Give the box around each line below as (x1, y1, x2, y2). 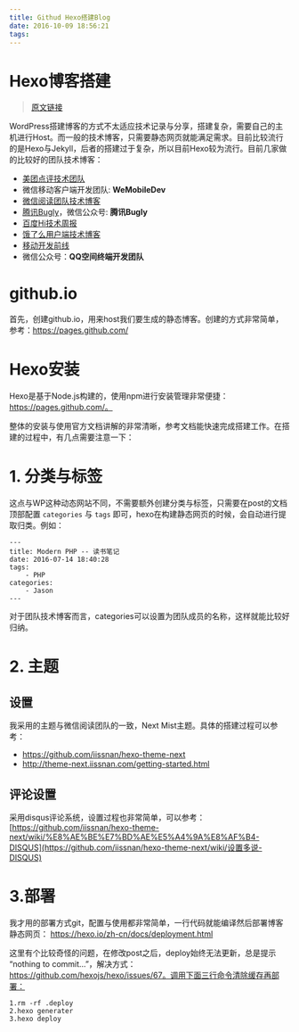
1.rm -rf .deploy (9, 998, 74, 1008)
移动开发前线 (21, 240, 69, 251)
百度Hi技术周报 (21, 218, 77, 228)
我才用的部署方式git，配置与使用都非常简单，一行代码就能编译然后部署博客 (9, 917, 284, 928)
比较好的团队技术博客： (16, 154, 103, 165)
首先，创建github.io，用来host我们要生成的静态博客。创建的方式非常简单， (9, 314, 284, 325)
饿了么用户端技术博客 (21, 229, 101, 240)
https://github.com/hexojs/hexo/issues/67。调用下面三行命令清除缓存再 (9, 970, 272, 980)
